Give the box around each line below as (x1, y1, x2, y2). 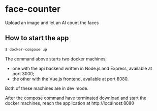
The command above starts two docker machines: (5, 55, 107, 62)
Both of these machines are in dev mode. (5, 85, 89, 91)
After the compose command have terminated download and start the (5, 95, 147, 101)
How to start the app (5, 34, 69, 42)
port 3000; (12, 70, 34, 77)
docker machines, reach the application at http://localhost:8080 (5, 100, 134, 106)
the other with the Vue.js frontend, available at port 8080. (12, 76, 129, 82)
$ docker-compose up (5, 47, 48, 52)
